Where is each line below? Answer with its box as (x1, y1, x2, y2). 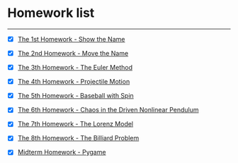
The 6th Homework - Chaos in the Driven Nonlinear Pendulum (17, 106, 199, 114)
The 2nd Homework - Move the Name (17, 49, 129, 57)
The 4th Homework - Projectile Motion (17, 78, 130, 86)
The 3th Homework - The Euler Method (17, 64, 133, 72)
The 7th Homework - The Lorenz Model (17, 120, 134, 128)
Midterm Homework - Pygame (17, 148, 106, 157)
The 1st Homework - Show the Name (17, 35, 125, 43)
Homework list (7, 5, 95, 21)
